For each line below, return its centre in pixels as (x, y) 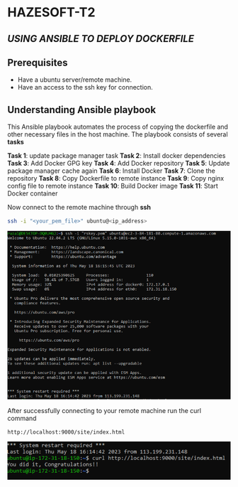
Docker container (33, 193)
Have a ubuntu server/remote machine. (75, 80)
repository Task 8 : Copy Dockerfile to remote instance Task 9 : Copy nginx (116, 178)
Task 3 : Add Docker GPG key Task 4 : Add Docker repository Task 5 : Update (119, 164)
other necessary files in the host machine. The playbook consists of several (118, 134)
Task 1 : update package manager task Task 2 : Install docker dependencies (117, 156)
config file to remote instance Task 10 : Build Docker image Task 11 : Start (113, 186)
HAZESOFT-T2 (51, 12)
